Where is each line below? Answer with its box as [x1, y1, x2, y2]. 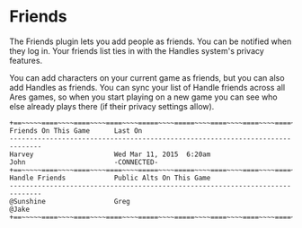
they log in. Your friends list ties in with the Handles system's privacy [9, 45, 265, 56]
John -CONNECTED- [9, 157, 159, 167]
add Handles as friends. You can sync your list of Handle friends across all [9, 82, 286, 92]
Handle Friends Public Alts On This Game [9, 173, 211, 182]
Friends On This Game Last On [9, 126, 143, 136]
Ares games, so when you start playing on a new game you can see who [9, 92, 279, 102]
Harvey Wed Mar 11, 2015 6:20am [9, 150, 211, 159]
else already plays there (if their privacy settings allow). [9, 101, 215, 111]
